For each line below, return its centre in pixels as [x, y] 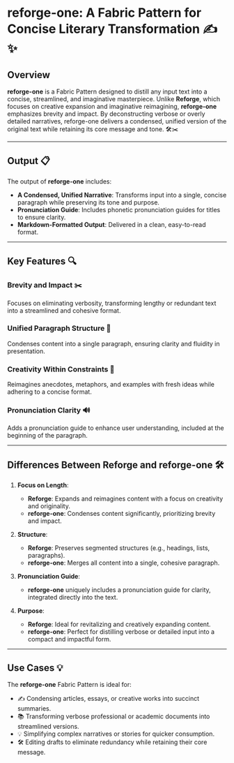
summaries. [34, 709]
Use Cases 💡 [36, 668]
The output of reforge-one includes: [60, 181]
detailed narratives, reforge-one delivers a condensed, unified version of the [117, 121]
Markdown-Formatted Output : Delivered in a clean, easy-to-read [111, 224]
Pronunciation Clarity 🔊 [49, 410]
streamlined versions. [48, 727]
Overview [29, 75]
